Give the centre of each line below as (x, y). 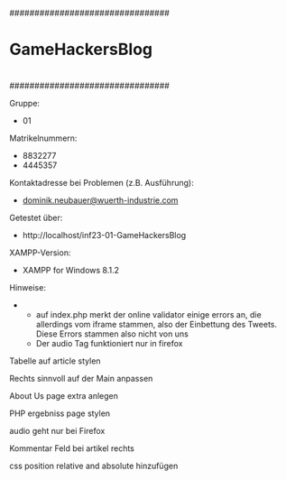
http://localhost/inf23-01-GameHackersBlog (104, 235)
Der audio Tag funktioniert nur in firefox (109, 344)
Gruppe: (25, 104)
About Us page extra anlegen (64, 396)
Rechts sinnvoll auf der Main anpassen (81, 379)
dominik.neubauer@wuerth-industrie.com (100, 200)
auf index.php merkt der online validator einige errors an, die (148, 315)
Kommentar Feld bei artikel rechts (72, 448)
